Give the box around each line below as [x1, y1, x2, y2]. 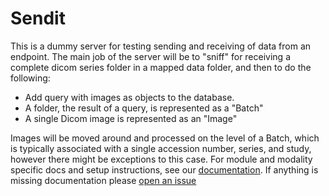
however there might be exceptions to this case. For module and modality [10, 153, 313, 165]
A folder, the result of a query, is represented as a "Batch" [24, 102, 264, 114]
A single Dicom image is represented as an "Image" [24, 112, 238, 124]
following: [10, 72, 51, 84]
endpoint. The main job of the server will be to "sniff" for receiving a [10, 50, 291, 62]
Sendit [10, 7, 66, 30]
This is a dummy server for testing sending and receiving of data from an [10, 40, 312, 52]
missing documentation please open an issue [10, 174, 197, 186]
